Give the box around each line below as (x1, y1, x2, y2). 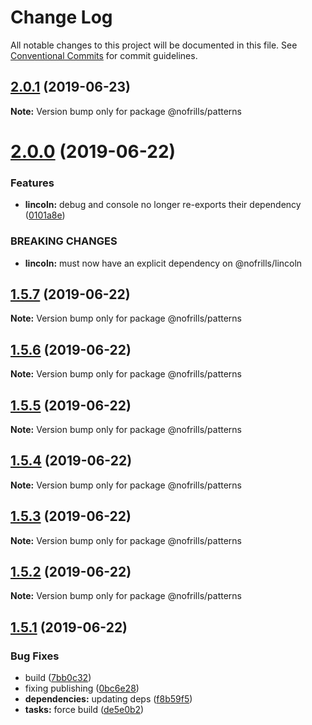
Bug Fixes (10, 649, 60, 663)
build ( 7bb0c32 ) (24, 672, 92, 684)
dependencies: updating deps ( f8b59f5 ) (24, 693, 193, 705)
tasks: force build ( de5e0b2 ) (24, 704, 145, 716)
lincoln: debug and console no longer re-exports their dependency (24, 199, 302, 211)
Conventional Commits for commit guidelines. (10, 49, 198, 61)
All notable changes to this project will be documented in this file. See (10, 39, 298, 51)
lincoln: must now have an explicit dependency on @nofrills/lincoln (24, 257, 303, 269)
